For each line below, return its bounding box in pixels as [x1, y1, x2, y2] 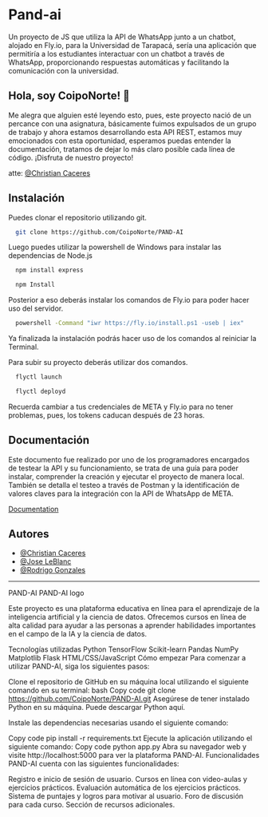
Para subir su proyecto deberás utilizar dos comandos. [8, 358, 188, 367]
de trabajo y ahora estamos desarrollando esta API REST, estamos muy [8, 127, 242, 137]
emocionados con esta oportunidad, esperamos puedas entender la [8, 136, 231, 145]
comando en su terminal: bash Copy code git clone [8, 685, 176, 696]
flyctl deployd [15, 387, 66, 395]
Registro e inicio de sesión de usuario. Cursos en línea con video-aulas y [8, 775, 247, 784]
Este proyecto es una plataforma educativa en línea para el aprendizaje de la [8, 604, 260, 613]
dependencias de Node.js [8, 251, 93, 260]
